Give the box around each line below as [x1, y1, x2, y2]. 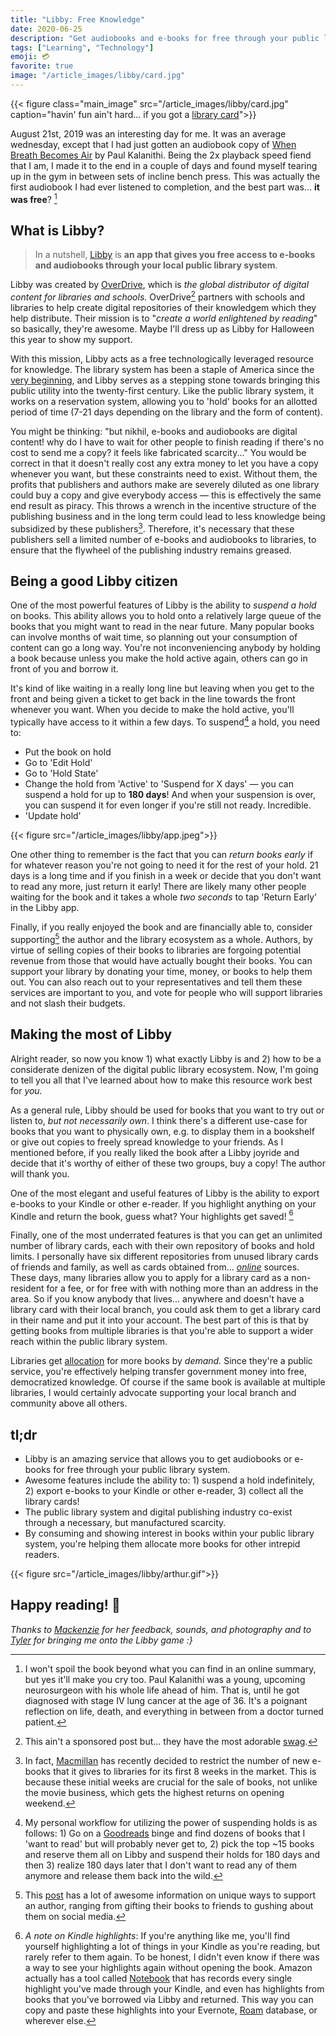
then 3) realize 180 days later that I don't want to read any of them [24, 1859, 297, 1871]
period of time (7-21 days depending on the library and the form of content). [10, 406, 323, 418]
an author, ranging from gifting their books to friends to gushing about [24, 1899, 314, 1911]
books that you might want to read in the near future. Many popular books [10, 621, 315, 633]
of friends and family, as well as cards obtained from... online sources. [10, 1261, 300, 1273]
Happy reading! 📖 [10, 1597, 121, 1614]
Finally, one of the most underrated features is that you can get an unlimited [10, 1229, 323, 1241]
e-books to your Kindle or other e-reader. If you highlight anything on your [10, 1197, 317, 1210]
